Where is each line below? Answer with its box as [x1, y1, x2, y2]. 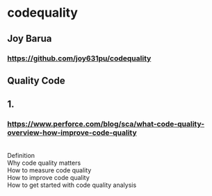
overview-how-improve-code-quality [7, 128, 137, 138]
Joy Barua [7, 33, 52, 44]
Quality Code [7, 74, 65, 86]
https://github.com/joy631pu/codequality [7, 54, 152, 63]
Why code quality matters [7, 158, 81, 167]
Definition [7, 151, 35, 159]
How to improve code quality [7, 173, 90, 181]
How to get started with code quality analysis [7, 181, 137, 189]
